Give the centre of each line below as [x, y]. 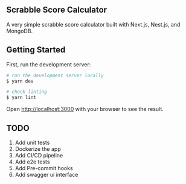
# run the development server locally [55, 75]
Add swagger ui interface [46, 174]
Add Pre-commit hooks [44, 168]
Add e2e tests [32, 162]
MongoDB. [20, 31]
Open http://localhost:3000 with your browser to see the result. [85, 109]
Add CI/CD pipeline [39, 155]
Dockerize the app [38, 149]
